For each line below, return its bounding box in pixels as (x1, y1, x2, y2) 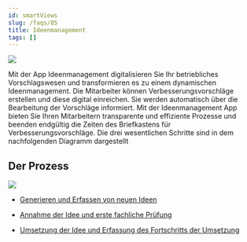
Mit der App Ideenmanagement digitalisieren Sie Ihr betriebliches (8, 70, 219, 79)
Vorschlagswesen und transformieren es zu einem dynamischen (8, 78, 216, 87)
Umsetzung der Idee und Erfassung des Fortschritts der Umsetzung (19, 225, 240, 235)
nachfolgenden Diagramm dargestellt (8, 137, 129, 146)
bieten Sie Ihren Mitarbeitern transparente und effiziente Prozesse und (8, 112, 237, 121)
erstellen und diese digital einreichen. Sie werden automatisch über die (8, 95, 238, 104)
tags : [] (8, 33, 37, 42)
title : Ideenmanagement (8, 26, 87, 34)
